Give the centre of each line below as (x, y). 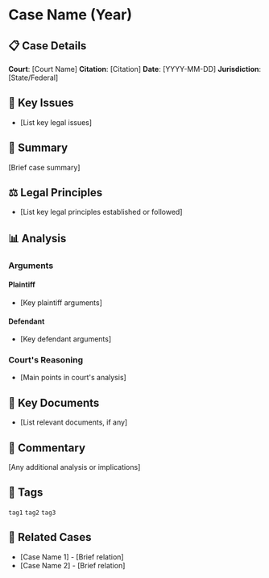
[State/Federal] (33, 77)
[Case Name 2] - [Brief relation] (72, 565)
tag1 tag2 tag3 (32, 513)
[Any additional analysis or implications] (74, 467)
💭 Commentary (47, 448)
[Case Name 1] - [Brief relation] (72, 557)
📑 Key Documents (54, 402)
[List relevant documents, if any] (74, 422)
